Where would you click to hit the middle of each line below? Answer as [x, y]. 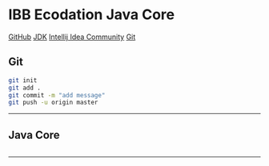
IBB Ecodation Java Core [92, 15]
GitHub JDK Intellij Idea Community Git [72, 37]
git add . [25, 88]
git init [23, 80]
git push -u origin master [53, 103]
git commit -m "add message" [57, 95]
